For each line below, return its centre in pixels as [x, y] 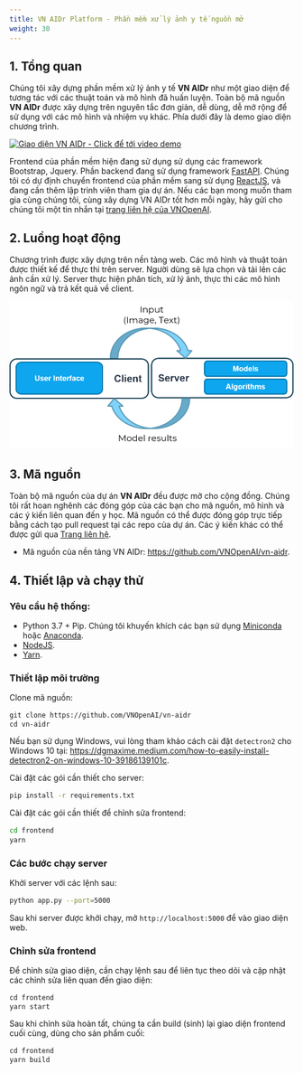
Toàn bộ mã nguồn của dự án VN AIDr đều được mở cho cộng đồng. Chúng [150, 496]
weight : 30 [30, 28]
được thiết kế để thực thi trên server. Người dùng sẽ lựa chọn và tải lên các [148, 269]
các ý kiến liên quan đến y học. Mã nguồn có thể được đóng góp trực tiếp [146, 515]
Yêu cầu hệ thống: [50, 606]
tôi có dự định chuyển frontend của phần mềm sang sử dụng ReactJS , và [145, 181]
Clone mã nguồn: [41, 698]
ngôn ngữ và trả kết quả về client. [72, 288]
